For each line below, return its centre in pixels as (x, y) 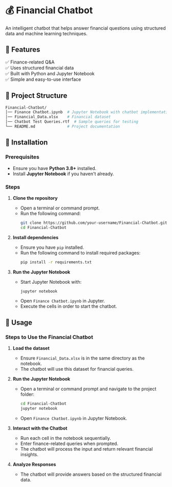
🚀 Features (23, 50)
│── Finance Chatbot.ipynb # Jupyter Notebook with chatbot (72, 112)
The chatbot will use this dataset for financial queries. (77, 369)
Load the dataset (31, 348)
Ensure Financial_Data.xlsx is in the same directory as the (82, 358)
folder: (27, 394)
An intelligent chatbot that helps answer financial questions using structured (86, 28)
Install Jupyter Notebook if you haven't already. (63, 174)
